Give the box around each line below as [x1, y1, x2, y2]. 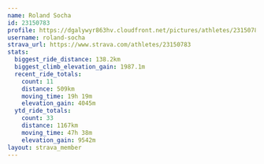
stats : [7, 48, 29, 56]
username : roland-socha [7, 33, 86, 42]
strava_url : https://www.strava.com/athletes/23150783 [7, 41, 191, 49]
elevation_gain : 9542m [21, 136, 96, 144]
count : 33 [21, 114, 54, 122]
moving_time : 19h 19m [21, 92, 92, 100]
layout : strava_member [7, 143, 82, 151]
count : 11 [21, 77, 54, 85]
